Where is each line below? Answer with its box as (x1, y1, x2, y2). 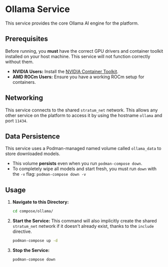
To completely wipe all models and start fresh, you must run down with (12, 166, 157, 172)
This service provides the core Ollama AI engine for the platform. (5, 20, 139, 26)
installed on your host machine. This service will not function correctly (5, 53, 150, 59)
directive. (12, 228, 32, 234)
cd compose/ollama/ (12, 209, 54, 214)
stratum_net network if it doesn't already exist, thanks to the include (12, 223, 154, 229)
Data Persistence (5, 132, 60, 141)
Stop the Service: (12, 247, 50, 253)
